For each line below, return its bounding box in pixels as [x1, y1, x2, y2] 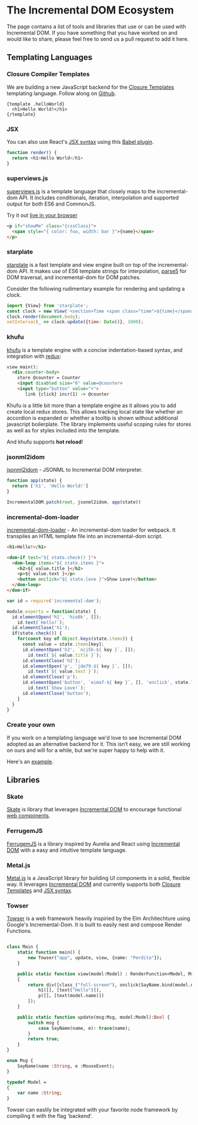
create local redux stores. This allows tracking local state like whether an [6, 408, 183, 415]
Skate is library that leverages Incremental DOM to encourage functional [6, 806, 182, 813]
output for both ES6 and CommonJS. [6, 200, 96, 207]
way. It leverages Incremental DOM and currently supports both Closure [6, 881, 181, 888]
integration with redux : [6, 352, 61, 360]
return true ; [28, 1036, 60, 1042]
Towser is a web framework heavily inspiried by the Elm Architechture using [6, 915, 190, 922]
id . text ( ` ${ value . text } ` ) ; [28, 669, 99, 674]
